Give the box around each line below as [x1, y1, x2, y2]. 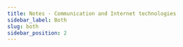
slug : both [7, 23, 39, 30]
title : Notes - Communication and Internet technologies [7, 10, 177, 17]
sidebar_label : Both [7, 17, 68, 23]
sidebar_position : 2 [7, 29, 68, 37]
